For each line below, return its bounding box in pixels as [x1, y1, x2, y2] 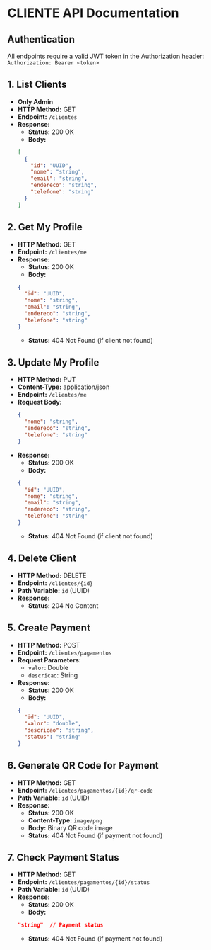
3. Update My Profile [7, 356, 100, 369]
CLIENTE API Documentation [7, 5, 179, 21]
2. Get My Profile [7, 221, 83, 233]
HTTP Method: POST [17, 640, 80, 649]
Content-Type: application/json [17, 383, 110, 391]
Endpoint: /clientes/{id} [17, 579, 93, 587]
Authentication [7, 33, 76, 45]
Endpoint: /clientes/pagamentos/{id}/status [17, 878, 150, 886]
